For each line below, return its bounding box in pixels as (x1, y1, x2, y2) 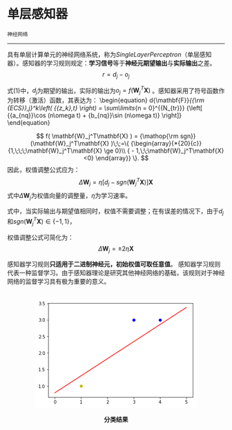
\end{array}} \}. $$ (95, 154, 149, 162)
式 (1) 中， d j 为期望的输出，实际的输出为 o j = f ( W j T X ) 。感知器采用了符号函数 (7, 85, 219, 97)
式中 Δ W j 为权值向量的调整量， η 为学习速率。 (7, 191, 132, 201)
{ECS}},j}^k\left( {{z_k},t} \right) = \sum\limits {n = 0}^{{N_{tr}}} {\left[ (7, 104, 203, 113)
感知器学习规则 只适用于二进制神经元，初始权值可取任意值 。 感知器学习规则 (7, 260, 221, 268)
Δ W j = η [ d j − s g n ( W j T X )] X (79, 177, 153, 188)
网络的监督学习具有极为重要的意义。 (7, 277, 110, 286)
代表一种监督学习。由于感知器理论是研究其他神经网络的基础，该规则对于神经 (7, 268, 225, 277)
